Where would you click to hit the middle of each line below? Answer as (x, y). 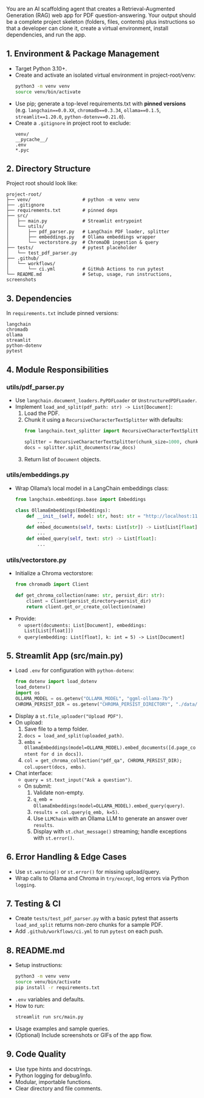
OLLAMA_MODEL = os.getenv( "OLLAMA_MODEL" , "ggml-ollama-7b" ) (94, 699)
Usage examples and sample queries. (62, 1029)
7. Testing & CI (33, 903)
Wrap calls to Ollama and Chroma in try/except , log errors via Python (102, 878)
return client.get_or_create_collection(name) (86, 607)
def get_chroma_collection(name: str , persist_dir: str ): (90, 595)
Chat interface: (34, 773)
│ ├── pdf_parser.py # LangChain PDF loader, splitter (88, 232)
